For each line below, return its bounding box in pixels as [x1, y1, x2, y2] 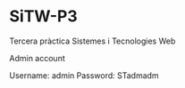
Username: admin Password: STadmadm [9, 69, 159, 81]
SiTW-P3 [9, 6, 78, 27]
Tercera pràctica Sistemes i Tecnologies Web [9, 36, 176, 46]
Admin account [9, 52, 65, 63]
